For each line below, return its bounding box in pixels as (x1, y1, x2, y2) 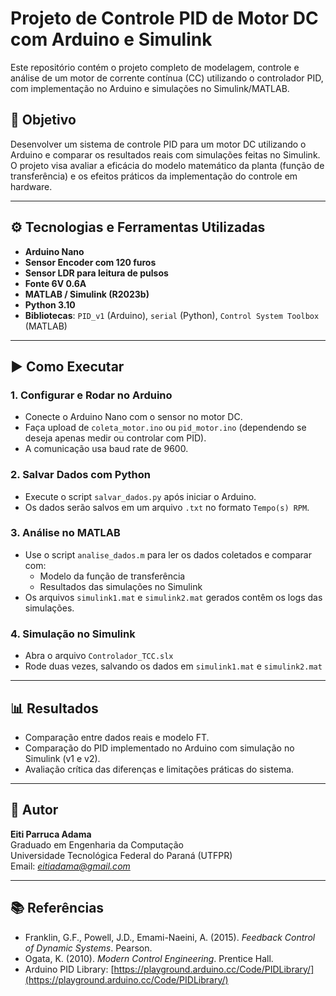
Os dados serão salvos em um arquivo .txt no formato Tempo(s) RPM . (24, 501, 310, 513)
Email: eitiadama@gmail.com (10, 860, 131, 872)
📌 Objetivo (10, 112, 77, 129)
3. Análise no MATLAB (10, 526, 121, 540)
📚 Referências (10, 900, 105, 917)
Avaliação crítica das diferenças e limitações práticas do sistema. (24, 763, 295, 775)
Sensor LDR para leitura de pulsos (24, 267, 169, 279)
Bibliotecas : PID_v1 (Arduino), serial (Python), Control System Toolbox (24, 309, 320, 321)
